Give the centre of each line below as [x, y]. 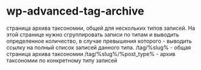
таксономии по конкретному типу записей [62, 60]
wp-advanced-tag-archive [75, 11]
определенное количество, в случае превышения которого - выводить [99, 41]
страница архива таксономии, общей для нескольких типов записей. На [101, 28]
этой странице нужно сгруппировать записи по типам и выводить [93, 34]
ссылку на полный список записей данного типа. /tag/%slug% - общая [99, 47]
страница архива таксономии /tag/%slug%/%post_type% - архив [91, 54]
